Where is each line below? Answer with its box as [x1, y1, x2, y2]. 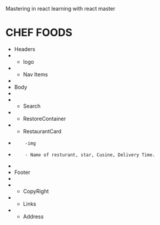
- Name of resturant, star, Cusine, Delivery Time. [25, 152, 155, 158]
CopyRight [23, 187, 49, 195]
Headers [14, 45, 36, 52]
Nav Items [23, 71, 48, 78]
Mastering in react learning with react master [5, 5, 116, 12]
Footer [14, 168, 31, 176]
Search [23, 102, 41, 110]
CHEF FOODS [5, 26, 72, 39]
